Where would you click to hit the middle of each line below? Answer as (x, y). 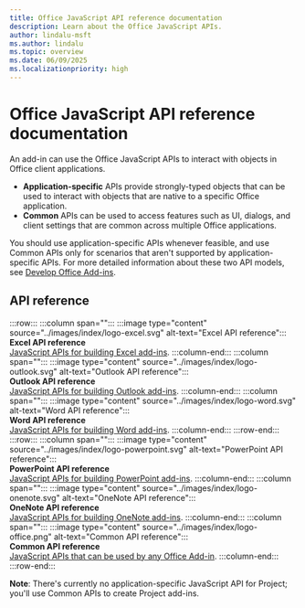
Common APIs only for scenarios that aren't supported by (118, 252)
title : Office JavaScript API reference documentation (116, 18)
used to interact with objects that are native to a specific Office (141, 196)
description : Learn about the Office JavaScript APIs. (116, 27)
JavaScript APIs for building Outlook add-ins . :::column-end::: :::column (144, 390)
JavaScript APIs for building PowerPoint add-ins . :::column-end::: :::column (151, 478)
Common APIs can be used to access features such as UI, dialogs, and (156, 215)
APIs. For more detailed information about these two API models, (163, 262)
